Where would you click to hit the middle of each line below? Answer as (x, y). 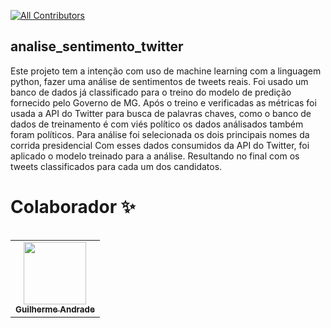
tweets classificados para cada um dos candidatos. (116, 166)
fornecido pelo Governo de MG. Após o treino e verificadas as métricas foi (163, 102)
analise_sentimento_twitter (97, 46)
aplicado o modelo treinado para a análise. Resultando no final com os (155, 156)
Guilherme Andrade (55, 309)
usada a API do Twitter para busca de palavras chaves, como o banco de (161, 113)
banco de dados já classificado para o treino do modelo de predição (151, 92)
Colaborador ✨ (73, 207)
